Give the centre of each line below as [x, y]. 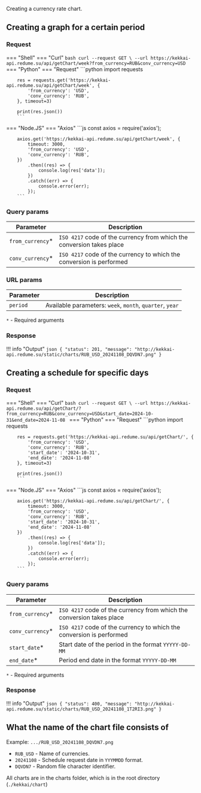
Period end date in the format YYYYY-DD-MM [118, 660]
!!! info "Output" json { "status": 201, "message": [69, 349]
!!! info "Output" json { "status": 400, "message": [69, 703]
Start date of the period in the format [110, 644]
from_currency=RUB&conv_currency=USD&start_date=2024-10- [80, 414]
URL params [24, 280]
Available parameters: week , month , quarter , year [112, 305]
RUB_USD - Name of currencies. [52, 753]
